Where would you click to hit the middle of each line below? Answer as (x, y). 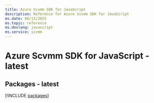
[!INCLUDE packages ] (27, 96)
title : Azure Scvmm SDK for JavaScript (45, 9)
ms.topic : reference (26, 23)
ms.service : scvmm (24, 32)
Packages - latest (32, 84)
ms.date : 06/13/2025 (26, 18)
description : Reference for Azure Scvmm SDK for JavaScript (67, 14)
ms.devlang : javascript (29, 28)
